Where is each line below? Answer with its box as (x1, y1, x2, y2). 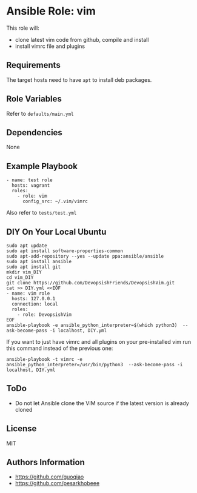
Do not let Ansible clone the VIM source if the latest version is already (15, 399, 189, 407)
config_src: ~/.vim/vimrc (22, 198, 88, 204)
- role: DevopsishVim (17, 312, 72, 318)
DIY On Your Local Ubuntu (6, 226, 107, 237)
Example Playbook (6, 161, 78, 171)
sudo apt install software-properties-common (6, 248, 123, 254)
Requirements (6, 60, 61, 70)
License (6, 423, 37, 434)
